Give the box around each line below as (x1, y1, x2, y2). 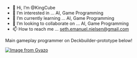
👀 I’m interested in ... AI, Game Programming (12, 10, 104, 16)
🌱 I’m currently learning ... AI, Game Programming (12, 15, 115, 21)
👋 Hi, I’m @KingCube (12, 5, 56, 10)
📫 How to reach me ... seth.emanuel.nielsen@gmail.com (12, 26, 129, 32)
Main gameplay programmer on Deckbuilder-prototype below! (5, 38, 133, 43)
